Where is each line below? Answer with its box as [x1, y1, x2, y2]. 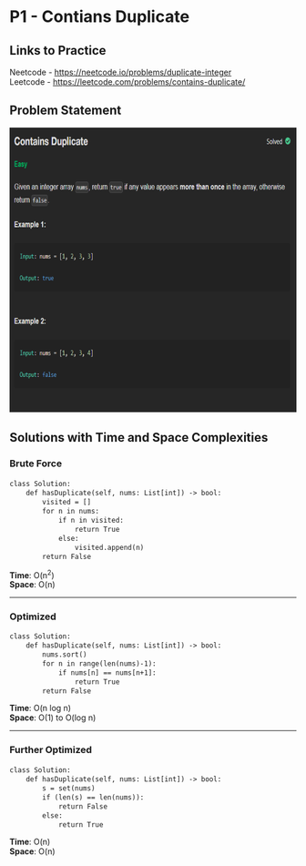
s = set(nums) [42, 783, 96, 793]
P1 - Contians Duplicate [9, 6, 189, 27]
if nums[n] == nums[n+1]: [57, 668, 157, 678]
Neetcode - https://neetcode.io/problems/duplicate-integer [9, 66, 232, 77]
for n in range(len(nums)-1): [42, 659, 157, 668]
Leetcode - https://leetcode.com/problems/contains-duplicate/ [9, 76, 246, 87]
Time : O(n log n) [9, 703, 71, 714]
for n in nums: [42, 506, 100, 515]
